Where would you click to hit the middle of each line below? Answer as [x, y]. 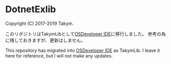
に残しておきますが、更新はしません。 [45, 40]
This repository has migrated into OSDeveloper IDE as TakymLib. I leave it [83, 50]
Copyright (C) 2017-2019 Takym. [40, 23]
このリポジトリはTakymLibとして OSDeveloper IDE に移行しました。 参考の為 [86, 34]
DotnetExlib [31, 9]
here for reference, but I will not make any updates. [59, 56]
